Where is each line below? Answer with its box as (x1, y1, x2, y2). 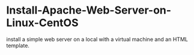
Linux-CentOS (6, 16, 79, 30)
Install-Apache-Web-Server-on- (6, 4, 172, 17)
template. (6, 42, 30, 49)
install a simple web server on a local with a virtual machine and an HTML (6, 35, 188, 43)
